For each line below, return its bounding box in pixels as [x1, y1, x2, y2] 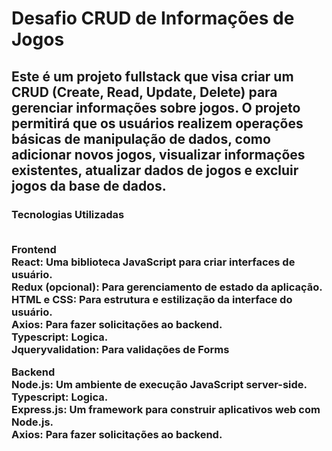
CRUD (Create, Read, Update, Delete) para [11, 83, 278, 101]
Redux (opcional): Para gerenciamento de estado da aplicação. [11, 280, 323, 294]
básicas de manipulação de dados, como [11, 130, 271, 147]
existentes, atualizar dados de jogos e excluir [11, 162, 299, 179]
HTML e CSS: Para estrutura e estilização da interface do [11, 292, 293, 306]
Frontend [11, 242, 57, 256]
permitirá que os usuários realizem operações [11, 115, 304, 132]
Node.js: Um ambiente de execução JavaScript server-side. [11, 378, 308, 392]
